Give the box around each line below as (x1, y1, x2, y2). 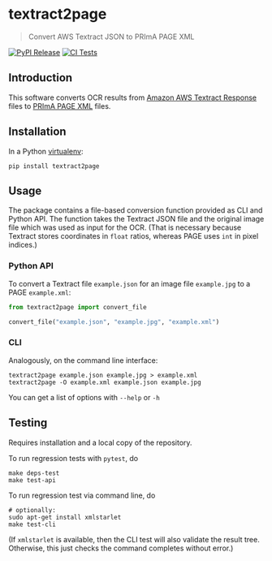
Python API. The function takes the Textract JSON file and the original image (8, 214, 265, 224)
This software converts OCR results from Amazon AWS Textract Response (8, 93, 257, 102)
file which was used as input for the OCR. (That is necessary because (8, 222, 242, 232)
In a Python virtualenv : (8, 146, 84, 156)
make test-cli (8, 520, 57, 529)
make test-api (8, 476, 57, 484)
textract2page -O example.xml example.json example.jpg (8, 378, 201, 386)
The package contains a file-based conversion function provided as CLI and (8, 205, 263, 215)
